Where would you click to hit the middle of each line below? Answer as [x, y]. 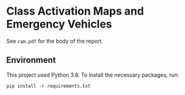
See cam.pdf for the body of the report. [55, 41]
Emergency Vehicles [59, 24]
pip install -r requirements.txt [49, 86]
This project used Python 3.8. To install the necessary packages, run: [93, 75]
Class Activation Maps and [75, 11]
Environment [31, 60]
